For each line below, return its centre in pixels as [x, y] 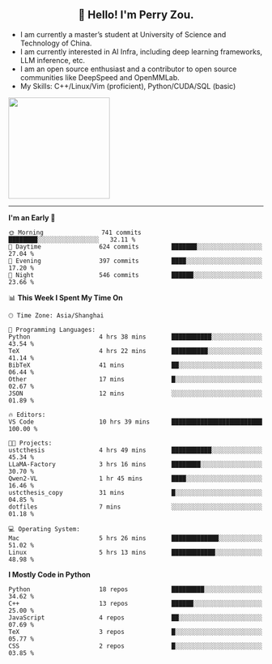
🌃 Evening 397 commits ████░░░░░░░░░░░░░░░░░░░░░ [136, 261]
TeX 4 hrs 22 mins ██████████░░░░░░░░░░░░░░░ [136, 351]
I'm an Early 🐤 [32, 217]
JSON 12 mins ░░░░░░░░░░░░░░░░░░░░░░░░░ [136, 394]
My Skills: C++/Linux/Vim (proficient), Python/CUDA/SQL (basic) [128, 86]
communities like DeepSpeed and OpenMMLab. [100, 77]
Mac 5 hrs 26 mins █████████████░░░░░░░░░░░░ [136, 538]
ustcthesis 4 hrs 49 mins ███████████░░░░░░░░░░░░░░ [136, 450]
